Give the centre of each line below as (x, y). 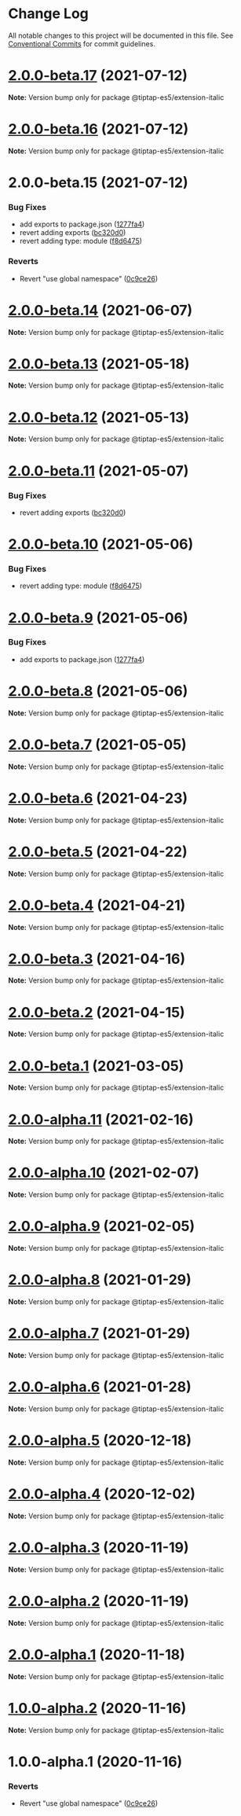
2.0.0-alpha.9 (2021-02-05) (102, 1226)
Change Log (48, 14)
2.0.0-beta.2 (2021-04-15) (97, 1012)
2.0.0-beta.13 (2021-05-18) (99, 364)
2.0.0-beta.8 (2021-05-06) (98, 691)
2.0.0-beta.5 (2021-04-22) (98, 852)
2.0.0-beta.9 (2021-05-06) (98, 618)
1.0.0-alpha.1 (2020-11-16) (95, 1761)
